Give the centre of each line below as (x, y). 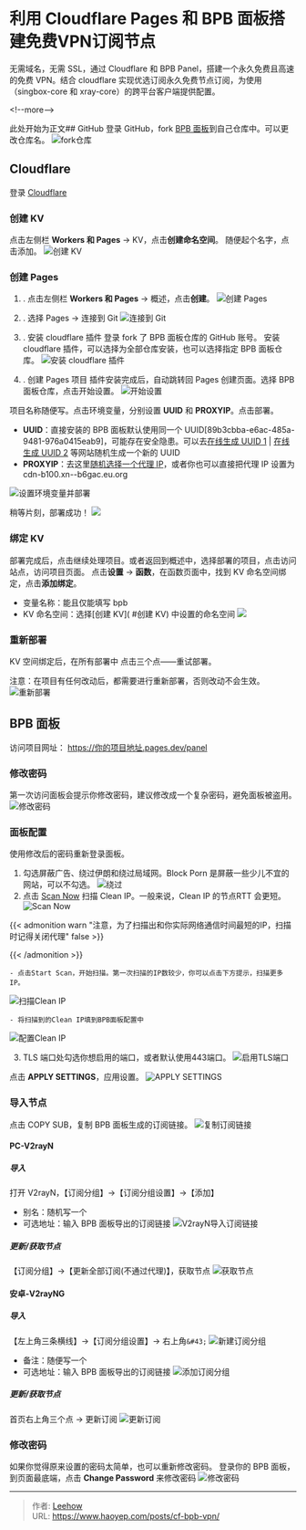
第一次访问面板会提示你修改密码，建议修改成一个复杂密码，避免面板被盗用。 (153, 795)
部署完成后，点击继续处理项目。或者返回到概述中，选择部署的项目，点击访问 (153, 560)
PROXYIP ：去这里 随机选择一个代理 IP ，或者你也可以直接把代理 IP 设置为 (158, 464)
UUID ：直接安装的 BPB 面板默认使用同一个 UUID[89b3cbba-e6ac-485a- (158, 430)
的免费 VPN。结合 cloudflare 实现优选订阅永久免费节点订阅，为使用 (136, 79)
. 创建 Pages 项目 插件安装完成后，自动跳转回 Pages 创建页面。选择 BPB (158, 380)
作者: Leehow (57, 1506)
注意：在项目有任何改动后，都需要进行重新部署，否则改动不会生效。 (137, 680)
